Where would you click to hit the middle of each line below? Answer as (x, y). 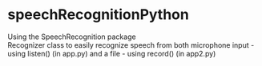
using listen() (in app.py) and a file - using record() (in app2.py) (112, 53)
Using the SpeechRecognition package (72, 37)
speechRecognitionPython (98, 15)
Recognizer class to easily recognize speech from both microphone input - (131, 45)
